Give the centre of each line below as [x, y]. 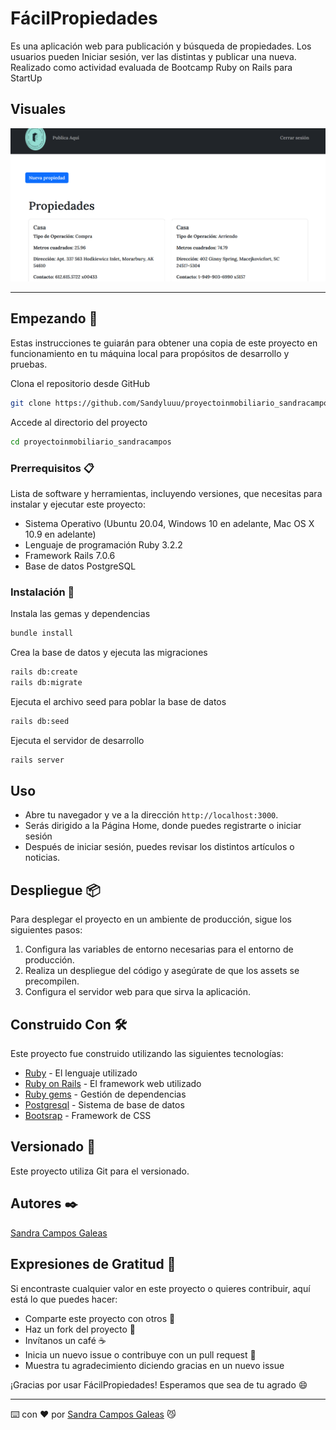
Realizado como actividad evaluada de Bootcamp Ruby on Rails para [151, 67]
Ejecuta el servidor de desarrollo [77, 740]
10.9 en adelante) [60, 534]
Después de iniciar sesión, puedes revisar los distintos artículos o [159, 847]
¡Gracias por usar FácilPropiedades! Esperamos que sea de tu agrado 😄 [159, 1384]
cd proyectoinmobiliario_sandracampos [91, 442]
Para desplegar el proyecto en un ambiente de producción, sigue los [151, 919]
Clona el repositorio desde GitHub [80, 383]
